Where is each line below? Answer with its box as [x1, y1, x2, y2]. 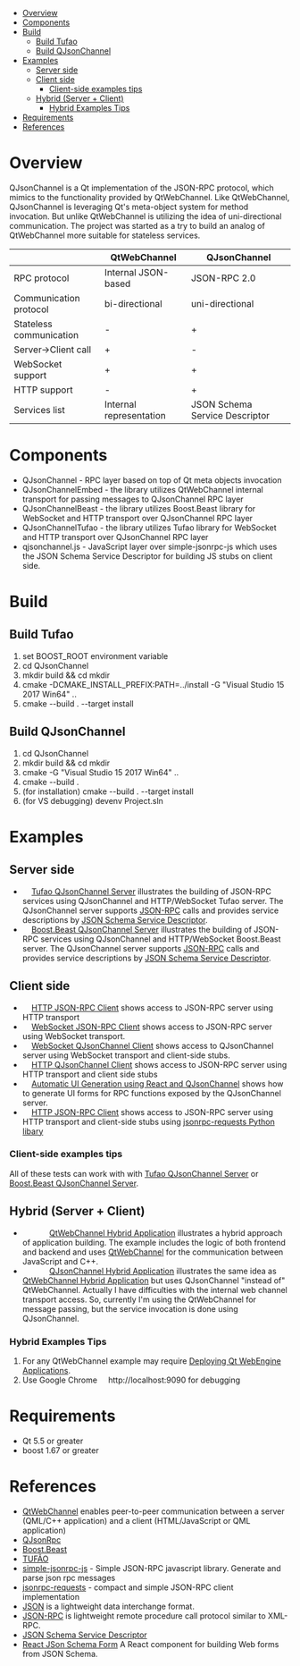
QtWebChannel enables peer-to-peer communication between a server [21, 1506, 285, 1517]
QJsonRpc [21, 1534, 62, 1545]
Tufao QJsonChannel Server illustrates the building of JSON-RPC [30, 885, 272, 897]
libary [21, 1126, 44, 1137]
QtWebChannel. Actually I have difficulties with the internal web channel [21, 1284, 287, 1295]
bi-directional [104, 297, 162, 309]
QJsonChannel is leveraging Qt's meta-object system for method [9, 201, 249, 212]
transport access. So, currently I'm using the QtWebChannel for [21, 1294, 257, 1305]
